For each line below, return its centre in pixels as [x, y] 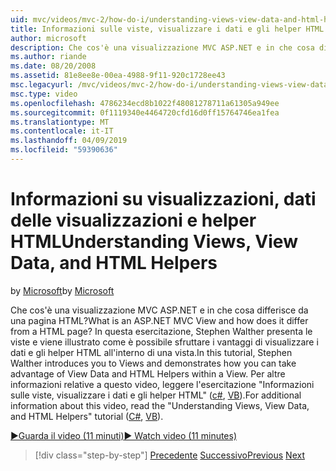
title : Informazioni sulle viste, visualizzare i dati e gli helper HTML [167, 29]
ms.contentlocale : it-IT [62, 131]
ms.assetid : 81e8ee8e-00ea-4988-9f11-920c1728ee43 [118, 76]
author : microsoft [48, 38]
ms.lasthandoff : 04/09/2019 [69, 141]
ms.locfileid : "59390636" [64, 150]
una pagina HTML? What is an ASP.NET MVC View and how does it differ [159, 320]
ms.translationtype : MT [60, 122]
